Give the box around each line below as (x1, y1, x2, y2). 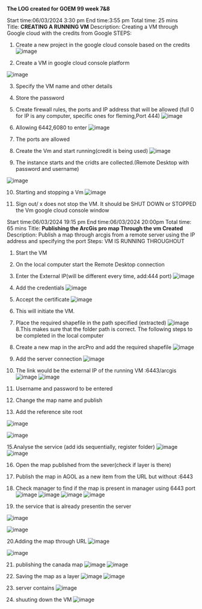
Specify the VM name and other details (15, 82, 113, 90)
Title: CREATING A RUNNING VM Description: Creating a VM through (7, 23, 179, 30)
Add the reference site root (15, 409, 83, 415)
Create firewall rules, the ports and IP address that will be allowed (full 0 (15, 106, 194, 113)
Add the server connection (15, 355, 82, 362)
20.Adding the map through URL (7, 538, 87, 545)
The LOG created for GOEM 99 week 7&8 (7, 5, 110, 12)
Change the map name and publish (15, 397, 103, 404)
